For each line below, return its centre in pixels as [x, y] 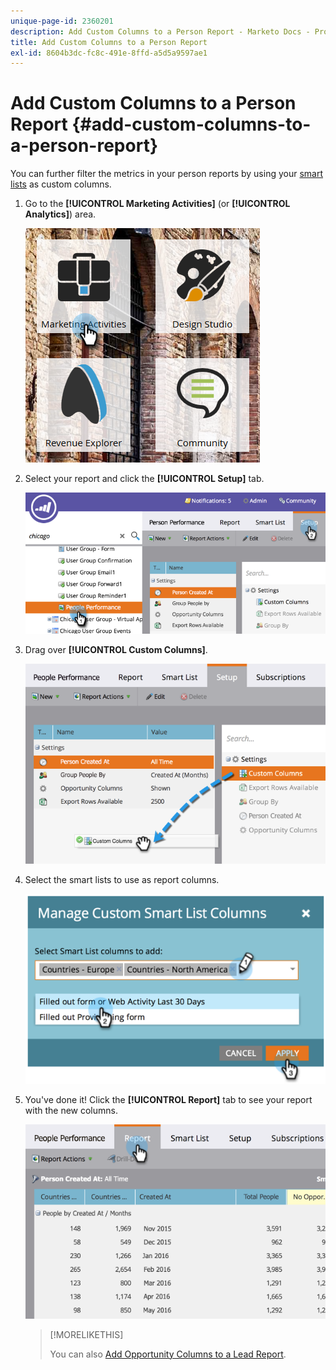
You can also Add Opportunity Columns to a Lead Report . [168, 1354]
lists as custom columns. [61, 184]
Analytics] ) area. [60, 214]
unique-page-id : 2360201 [62, 21]
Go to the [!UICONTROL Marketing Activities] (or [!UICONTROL [157, 204]
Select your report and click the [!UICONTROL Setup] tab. [144, 479]
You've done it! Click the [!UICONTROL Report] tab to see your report [168, 1099]
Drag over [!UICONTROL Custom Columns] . [116, 649]
